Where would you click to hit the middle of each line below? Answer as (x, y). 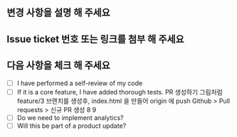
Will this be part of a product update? (72, 126)
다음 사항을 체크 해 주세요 (59, 66)
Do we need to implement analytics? (70, 117)
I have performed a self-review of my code (80, 83)
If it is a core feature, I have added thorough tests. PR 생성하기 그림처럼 (120, 92)
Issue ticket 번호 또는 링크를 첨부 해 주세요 (95, 39)
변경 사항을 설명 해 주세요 (59, 13)
